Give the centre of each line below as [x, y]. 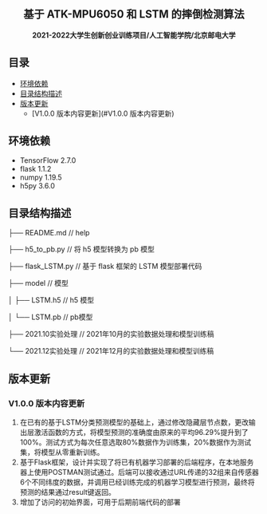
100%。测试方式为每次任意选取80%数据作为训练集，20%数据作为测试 [135, 442]
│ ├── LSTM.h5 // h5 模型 [51, 300]
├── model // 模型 [39, 283]
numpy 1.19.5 [41, 177]
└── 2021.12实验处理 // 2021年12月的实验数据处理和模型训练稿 [111, 351]
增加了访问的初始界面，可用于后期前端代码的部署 [100, 502]
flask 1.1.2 [35, 169]
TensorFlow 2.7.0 [48, 160]
